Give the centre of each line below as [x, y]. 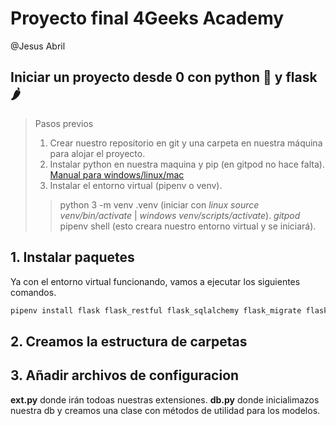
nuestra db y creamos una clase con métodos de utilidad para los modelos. [165, 410]
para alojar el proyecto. [97, 153]
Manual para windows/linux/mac [117, 174]
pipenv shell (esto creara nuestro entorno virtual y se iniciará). [188, 226]
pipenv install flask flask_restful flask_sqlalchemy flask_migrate [156, 310]
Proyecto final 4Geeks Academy [147, 18]
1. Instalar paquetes [72, 257]
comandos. [33, 292]
